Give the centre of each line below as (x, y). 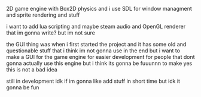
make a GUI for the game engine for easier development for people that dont (100, 57)
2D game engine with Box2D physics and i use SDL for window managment (99, 9)
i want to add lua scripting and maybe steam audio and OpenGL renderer (96, 26)
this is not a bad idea (32, 70)
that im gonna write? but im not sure (51, 33)
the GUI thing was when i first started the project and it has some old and (96, 44)
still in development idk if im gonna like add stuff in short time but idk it (93, 81)
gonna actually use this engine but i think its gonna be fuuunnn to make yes (99, 63)
